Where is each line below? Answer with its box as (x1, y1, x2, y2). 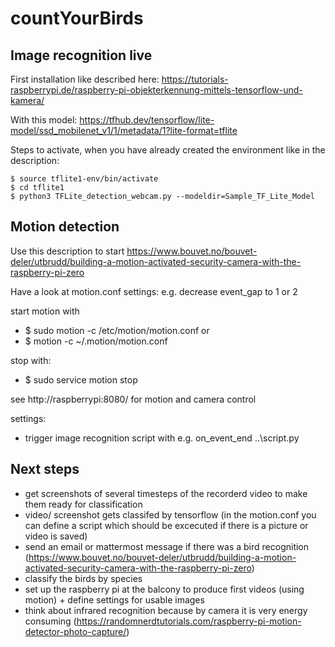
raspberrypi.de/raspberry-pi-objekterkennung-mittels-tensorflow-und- (10, 84, 303, 96)
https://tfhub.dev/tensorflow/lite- (79, 114, 215, 126)
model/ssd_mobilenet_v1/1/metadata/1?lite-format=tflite (10, 125, 238, 136)
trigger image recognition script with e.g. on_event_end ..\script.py (24, 432, 300, 444)
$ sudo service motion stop (24, 373, 138, 386)
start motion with (10, 305, 80, 317)
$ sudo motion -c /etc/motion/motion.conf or (24, 324, 210, 336)
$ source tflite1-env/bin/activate (10, 174, 159, 184)
